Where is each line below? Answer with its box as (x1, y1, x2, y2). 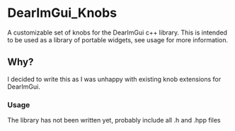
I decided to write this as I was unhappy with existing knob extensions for (7, 75, 222, 83)
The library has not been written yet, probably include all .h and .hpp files (7, 116, 221, 125)
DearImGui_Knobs (7, 5, 117, 21)
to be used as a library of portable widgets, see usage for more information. (7, 35, 229, 44)
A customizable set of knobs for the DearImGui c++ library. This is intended (7, 28, 228, 37)
